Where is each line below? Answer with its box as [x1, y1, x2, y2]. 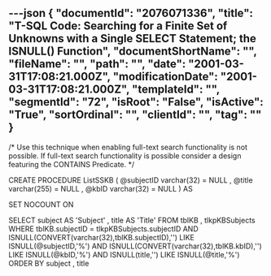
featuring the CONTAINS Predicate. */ [8, 159, 135, 169]
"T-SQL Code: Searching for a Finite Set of [8, 19, 228, 33]
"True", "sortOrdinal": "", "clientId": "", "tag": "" [8, 108, 262, 122]
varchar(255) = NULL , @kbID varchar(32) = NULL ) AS [8, 183, 193, 193]
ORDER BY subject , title [8, 258, 90, 268]
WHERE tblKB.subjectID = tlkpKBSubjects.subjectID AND [8, 223, 199, 234]
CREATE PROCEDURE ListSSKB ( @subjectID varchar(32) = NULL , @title [8, 175, 254, 185]
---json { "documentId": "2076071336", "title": [8, 6, 254, 20]
